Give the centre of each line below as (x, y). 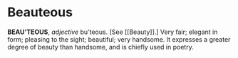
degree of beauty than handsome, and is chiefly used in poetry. (100, 47)
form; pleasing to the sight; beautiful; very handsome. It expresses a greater (119, 39)
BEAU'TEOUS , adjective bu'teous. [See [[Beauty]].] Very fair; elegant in (113, 32)
